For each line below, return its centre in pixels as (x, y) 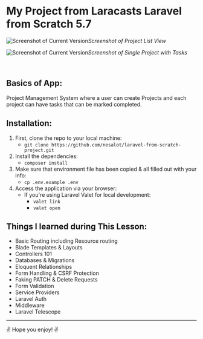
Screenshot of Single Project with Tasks (137, 52)
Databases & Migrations (45, 260)
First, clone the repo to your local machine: (68, 138)
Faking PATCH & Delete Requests (56, 280)
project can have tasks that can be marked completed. (74, 104)
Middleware (30, 305)
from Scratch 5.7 (49, 24)
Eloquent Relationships (43, 267)
